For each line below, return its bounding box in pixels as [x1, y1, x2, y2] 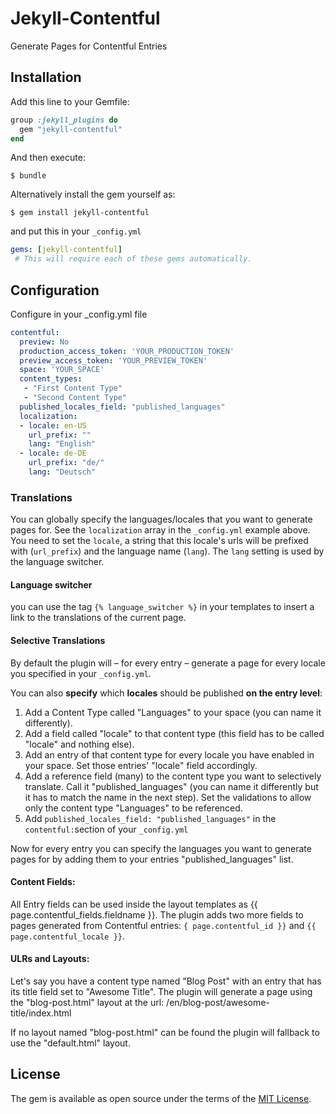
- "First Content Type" [23, 383, 123, 394]
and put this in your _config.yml [10, 225, 142, 237]
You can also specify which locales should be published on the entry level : [10, 687, 323, 699]
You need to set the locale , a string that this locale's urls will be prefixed [10, 535, 309, 547]
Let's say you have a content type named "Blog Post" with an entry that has [10, 975, 322, 987]
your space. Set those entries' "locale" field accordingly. [24, 759, 258, 771]
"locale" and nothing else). [24, 738, 135, 750]
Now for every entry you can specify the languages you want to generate [10, 842, 312, 854]
